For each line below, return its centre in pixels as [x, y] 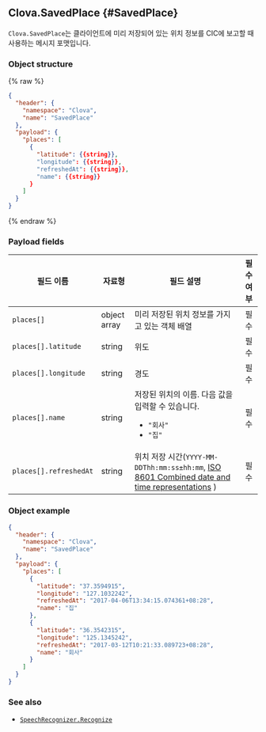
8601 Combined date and [182, 477]
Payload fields [36, 242]
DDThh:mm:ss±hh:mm [169, 468]
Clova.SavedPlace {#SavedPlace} [93, 13]
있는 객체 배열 [168, 326]
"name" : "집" [57, 609]
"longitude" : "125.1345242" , [85, 637]
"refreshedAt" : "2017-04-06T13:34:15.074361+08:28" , [125, 601]
